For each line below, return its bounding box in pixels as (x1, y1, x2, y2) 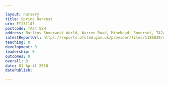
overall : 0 (5, 58, 28, 63)
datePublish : (5, 68, 33, 73)
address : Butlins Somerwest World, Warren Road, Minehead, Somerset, (5, 31, 154, 36)
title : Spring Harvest (5, 16, 53, 22)
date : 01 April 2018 (5, 63, 49, 68)
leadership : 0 (5, 49, 35, 54)
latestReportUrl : (5, 35, 42, 40)
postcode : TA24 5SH (5, 26, 46, 31)
